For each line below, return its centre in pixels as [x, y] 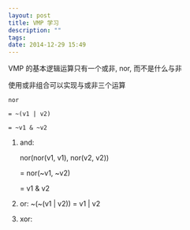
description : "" [35, 30]
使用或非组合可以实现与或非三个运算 [67, 85]
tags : [17, 38]
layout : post [30, 15]
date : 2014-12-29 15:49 [47, 45]
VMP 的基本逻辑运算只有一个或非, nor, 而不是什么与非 [95, 69]
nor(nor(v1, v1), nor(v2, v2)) [64, 158]
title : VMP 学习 [34, 23]
